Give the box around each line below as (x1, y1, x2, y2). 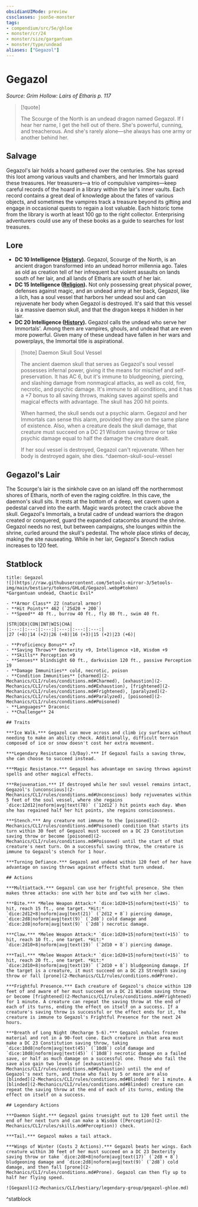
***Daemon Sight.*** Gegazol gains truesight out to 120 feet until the (6, 1112, 189, 1118)
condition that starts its (122, 823, 189, 829)
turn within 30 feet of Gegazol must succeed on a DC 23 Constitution (6, 828, 184, 834)
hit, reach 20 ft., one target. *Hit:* (6, 957, 105, 963)
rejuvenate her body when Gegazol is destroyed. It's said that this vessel (14, 300, 192, 307)
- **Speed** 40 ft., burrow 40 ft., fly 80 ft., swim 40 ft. (6, 611, 160, 617)
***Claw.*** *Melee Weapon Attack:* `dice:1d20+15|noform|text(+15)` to (6, 932, 189, 937)
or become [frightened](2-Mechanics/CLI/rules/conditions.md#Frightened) (6, 994, 192, 1000)
